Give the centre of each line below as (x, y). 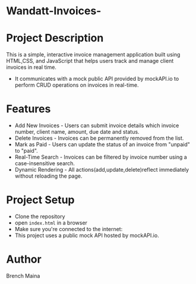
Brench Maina (23, 276)
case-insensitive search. (45, 163)
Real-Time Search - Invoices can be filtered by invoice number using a (101, 157)
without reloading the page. (48, 176)
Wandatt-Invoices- (54, 11)
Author (24, 259)
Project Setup (41, 200)
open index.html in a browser (51, 223)
